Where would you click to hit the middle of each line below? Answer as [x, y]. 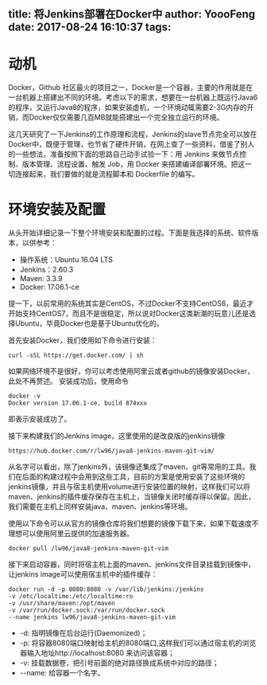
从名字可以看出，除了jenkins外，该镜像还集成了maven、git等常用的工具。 [129, 467]
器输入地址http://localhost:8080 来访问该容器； [97, 653]
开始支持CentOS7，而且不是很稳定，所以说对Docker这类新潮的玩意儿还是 [129, 314]
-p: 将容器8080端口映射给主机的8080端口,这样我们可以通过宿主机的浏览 [138, 643]
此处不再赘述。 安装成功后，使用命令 [68, 382]
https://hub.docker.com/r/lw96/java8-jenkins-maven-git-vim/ [112, 451]
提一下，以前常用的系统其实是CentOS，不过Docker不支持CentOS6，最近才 [131, 303]
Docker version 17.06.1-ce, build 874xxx [78, 403]
